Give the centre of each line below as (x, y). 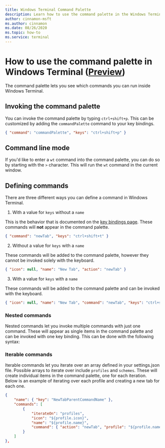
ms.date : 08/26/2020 (26, 28)
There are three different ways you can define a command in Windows (76, 198)
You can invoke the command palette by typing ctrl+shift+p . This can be (80, 118)
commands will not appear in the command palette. (57, 227)
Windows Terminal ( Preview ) (65, 72)
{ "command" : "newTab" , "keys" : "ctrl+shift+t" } (57, 236)
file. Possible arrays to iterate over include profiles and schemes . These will (81, 371)
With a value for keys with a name (45, 278)
